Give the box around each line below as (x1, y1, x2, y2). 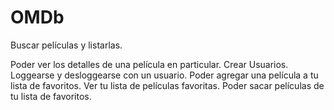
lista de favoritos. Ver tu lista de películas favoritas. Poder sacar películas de (10, 79, 325, 91)
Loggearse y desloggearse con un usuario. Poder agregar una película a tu (10, 69, 319, 81)
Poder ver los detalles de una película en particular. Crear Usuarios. (10, 58, 289, 70)
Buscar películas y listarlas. (10, 39, 123, 51)
